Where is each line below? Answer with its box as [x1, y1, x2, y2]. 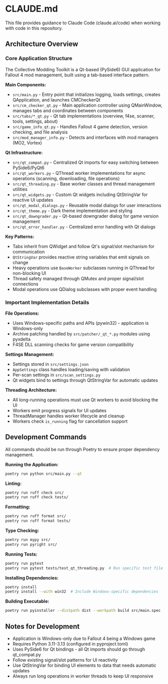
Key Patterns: [5, 233, 34, 239]
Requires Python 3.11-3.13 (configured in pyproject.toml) [12, 641, 128, 647]
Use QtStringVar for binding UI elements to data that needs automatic [12, 662, 157, 668]
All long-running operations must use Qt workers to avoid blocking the [12, 397, 158, 403]
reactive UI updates [12, 197, 54, 203]
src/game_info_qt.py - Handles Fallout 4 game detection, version [12, 123, 148, 129]
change [12, 259, 29, 265]
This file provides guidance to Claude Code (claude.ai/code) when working [5, 20, 161, 26]
